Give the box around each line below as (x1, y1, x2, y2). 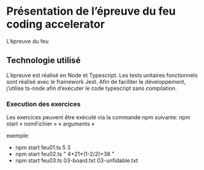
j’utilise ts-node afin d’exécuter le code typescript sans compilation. (6, 84, 177, 92)
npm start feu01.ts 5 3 (15, 144, 71, 151)
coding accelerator (6, 17, 105, 31)
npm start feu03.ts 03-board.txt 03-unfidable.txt (15, 157, 138, 164)
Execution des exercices (6, 100, 81, 108)
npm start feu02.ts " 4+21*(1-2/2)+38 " (15, 150, 115, 158)
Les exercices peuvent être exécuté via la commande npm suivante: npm (6, 114, 191, 121)
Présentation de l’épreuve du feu (6, 4, 176, 18)
